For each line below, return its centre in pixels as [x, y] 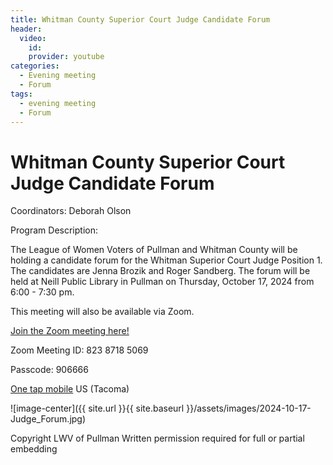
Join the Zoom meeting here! [70, 331]
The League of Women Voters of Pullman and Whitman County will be [154, 250]
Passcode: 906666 [49, 370]
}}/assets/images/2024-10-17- [249, 408]
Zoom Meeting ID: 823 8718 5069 [79, 350]
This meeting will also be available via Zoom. [102, 312]
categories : [35, 66]
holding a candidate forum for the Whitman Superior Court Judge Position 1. [166, 260]
